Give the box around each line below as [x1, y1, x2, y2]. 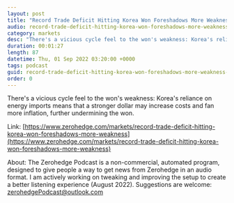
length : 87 [7, 50, 39, 57]
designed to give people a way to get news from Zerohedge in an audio [7, 165, 212, 174]
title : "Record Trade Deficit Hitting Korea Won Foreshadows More [7, 17, 204, 24]
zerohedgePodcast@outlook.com [7, 188, 104, 196]
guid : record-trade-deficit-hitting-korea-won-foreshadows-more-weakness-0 [7, 68, 232, 75]
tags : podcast [7, 62, 49, 69]
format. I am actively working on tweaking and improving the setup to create [7, 173, 226, 181]
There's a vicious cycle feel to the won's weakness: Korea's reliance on [7, 94, 212, 103]
